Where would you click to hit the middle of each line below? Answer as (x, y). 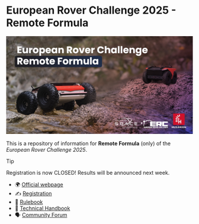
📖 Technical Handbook (42, 209)
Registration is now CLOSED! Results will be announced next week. (88, 173)
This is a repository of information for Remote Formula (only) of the (89, 143)
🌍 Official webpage (39, 185)
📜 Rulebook (29, 202)
